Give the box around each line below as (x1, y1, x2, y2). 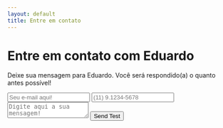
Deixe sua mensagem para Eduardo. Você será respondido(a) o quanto (7, 71, 216, 80)
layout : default (7, 10, 56, 18)
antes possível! (7, 79, 52, 87)
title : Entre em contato (7, 17, 81, 24)
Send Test (93, 112, 120, 120)
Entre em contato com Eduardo (7, 48, 195, 64)
